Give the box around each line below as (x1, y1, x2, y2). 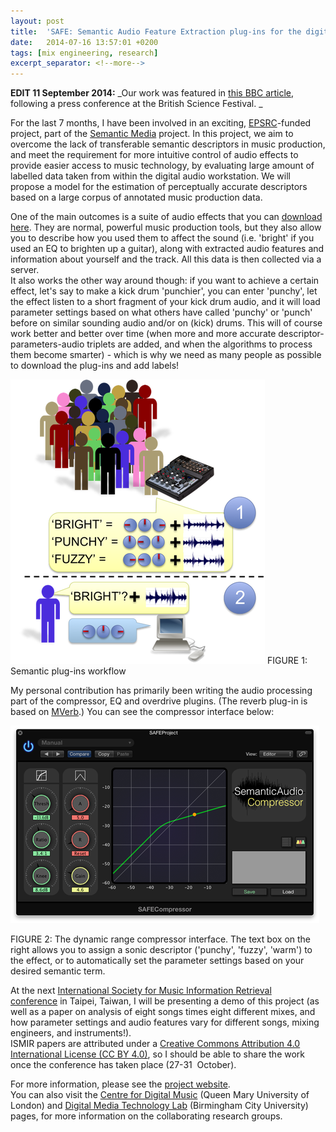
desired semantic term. (10, 965, 106, 977)
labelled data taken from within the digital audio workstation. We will (10, 170, 291, 182)
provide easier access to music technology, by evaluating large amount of (10, 160, 315, 172)
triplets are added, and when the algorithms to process (86, 338, 313, 350)
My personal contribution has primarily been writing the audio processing (10, 685, 313, 697)
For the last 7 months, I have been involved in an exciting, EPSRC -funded (10, 117, 312, 129)
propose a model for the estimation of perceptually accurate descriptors (10, 181, 308, 193)
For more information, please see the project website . (10, 1078, 231, 1090)
